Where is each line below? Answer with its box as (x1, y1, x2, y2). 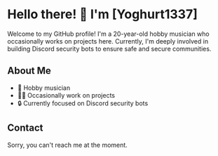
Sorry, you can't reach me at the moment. (7, 141, 128, 149)
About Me (7, 65, 51, 77)
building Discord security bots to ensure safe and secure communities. (7, 44, 212, 53)
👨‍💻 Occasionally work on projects (17, 91, 116, 99)
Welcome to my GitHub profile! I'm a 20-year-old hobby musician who (7, 30, 210, 38)
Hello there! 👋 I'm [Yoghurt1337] (7, 6, 198, 22)
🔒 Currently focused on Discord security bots (17, 98, 149, 108)
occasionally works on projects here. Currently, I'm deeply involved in (7, 37, 209, 45)
